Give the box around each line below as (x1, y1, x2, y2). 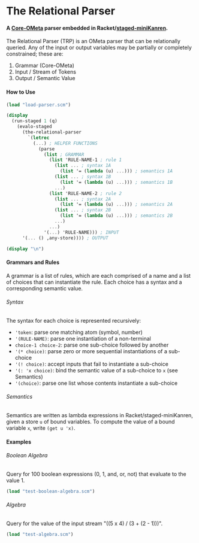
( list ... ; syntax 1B (54, 174, 111, 180)
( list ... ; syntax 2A (54, 196, 111, 202)
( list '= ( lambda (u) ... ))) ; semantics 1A (59, 168, 173, 174)
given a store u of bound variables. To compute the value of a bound (6, 418, 175, 426)
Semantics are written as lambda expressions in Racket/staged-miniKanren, (6, 412, 194, 419)
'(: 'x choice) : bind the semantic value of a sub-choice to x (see (14, 366, 178, 374)
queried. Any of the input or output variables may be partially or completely (6, 44, 192, 51)
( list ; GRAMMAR (44, 151, 85, 157)
